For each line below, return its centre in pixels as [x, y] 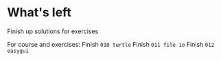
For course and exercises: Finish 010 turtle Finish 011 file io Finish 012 [111, 44]
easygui [18, 51]
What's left [39, 13]
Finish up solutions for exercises [53, 31]
